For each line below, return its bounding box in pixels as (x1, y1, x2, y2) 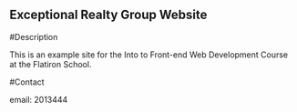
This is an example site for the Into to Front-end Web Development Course (9, 49, 289, 60)
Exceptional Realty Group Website (9, 7, 208, 23)
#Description (9, 31, 58, 42)
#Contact (9, 76, 45, 87)
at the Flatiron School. (9, 58, 92, 69)
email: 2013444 (9, 94, 68, 105)
